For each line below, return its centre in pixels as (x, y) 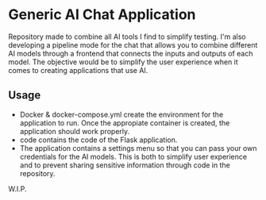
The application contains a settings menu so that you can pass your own (138, 148)
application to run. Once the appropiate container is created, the (125, 123)
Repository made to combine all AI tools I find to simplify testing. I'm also (127, 37)
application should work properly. (75, 131)
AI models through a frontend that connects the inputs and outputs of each (131, 53)
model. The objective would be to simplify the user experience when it (123, 62)
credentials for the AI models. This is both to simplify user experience (133, 156)
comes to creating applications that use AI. (78, 70)
